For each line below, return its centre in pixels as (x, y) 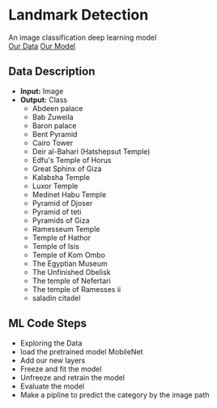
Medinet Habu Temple (69, 194)
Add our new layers (53, 360)
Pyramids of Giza (61, 220)
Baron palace (54, 125)
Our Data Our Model (42, 45)
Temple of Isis (55, 246)
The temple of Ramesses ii (77, 289)
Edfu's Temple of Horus (72, 160)
